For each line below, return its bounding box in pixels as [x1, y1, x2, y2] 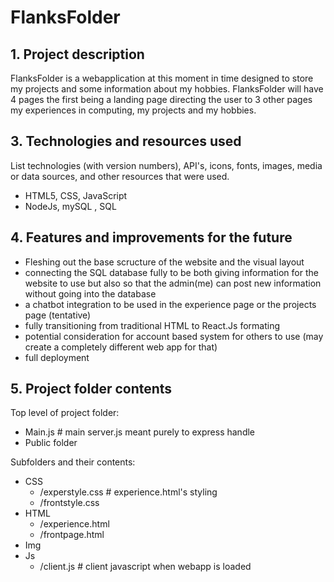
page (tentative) [24, 309, 92, 321]
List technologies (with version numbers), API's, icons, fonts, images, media [10, 159, 323, 171]
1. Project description [10, 46, 145, 63]
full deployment [24, 351, 90, 363]
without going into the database [24, 287, 157, 300]
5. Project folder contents [10, 381, 173, 398]
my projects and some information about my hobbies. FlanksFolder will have [10, 83, 324, 95]
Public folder [24, 437, 78, 449]
